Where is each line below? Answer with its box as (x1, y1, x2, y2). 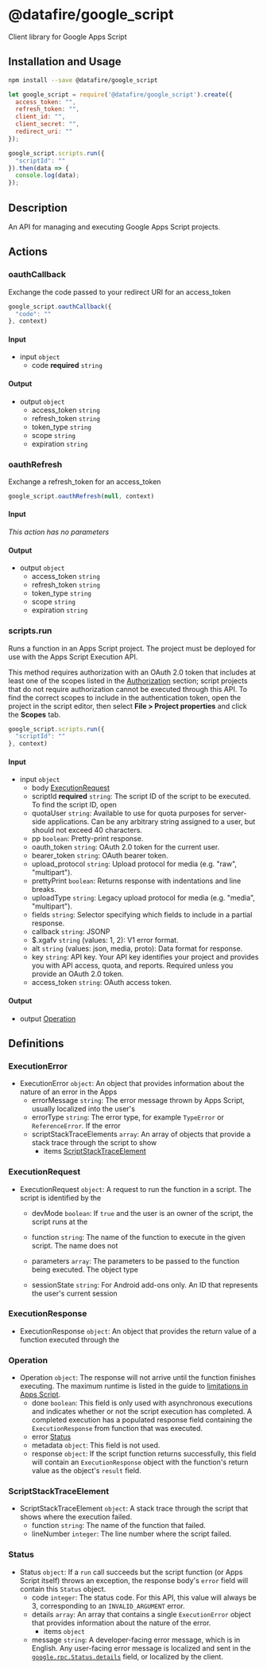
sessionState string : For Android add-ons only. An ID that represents (31, 1280, 258, 1289)
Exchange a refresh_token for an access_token (8, 476, 161, 487)
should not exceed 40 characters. (31, 826, 143, 835)
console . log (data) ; (15, 171, 80, 180)
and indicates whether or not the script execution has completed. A (31, 1407, 253, 1417)
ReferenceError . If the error (31, 1121, 121, 1131)
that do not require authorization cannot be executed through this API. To (8, 684, 248, 694)
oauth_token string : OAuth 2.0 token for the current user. (31, 842, 220, 852)
